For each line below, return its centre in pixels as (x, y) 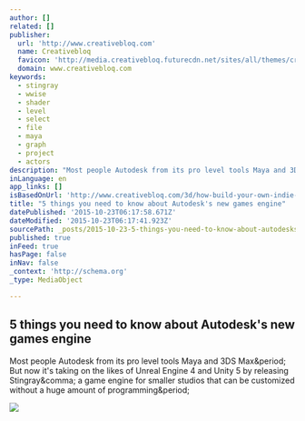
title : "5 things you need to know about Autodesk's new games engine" (148, 204)
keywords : (28, 77)
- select (34, 119)
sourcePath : (32, 229)
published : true (40, 237)
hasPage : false (38, 255)
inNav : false (34, 263)
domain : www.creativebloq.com (74, 69)
